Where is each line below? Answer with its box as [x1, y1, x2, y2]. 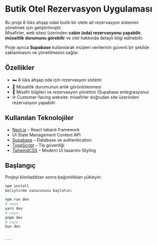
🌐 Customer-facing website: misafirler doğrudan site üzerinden [12, 94, 140, 100]
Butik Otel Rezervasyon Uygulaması [5, 3, 153, 15]
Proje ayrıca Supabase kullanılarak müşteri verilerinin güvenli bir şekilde [5, 44, 150, 50]
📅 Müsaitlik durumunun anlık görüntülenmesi [12, 84, 102, 89]
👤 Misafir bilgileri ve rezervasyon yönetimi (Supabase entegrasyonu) [12, 89, 149, 95]
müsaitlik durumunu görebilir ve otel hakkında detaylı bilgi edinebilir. [5, 35, 143, 41]
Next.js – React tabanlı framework [12, 126, 80, 132]
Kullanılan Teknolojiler [5, 114, 74, 122]
